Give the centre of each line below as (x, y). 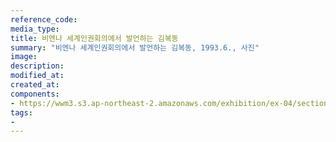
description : (37, 66)
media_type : (35, 29)
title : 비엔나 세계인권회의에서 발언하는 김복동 (94, 38)
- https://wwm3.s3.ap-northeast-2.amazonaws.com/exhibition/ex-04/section (169, 103)
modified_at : (37, 76)
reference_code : (44, 19)
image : (24, 57)
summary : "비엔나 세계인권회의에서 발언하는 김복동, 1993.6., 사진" (135, 47)
